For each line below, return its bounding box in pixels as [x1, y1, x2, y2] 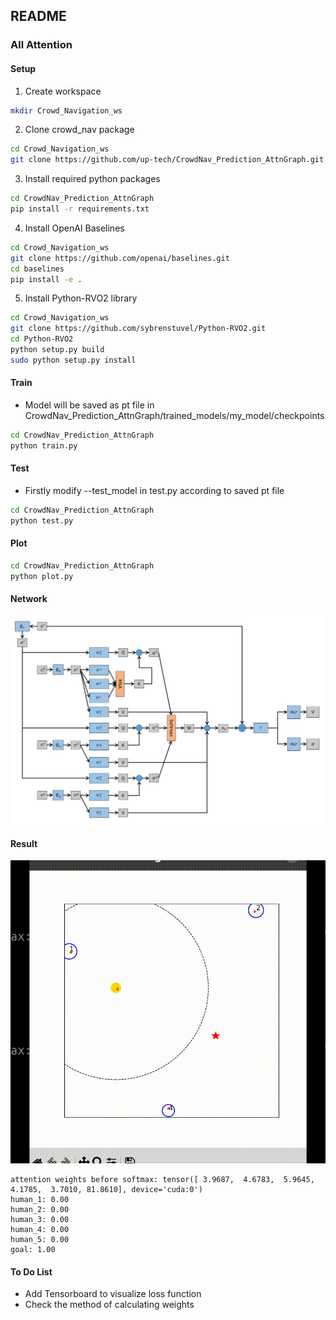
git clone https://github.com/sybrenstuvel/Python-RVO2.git [10, 324, 267, 334]
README [10, 8, 67, 25]
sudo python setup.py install [10, 355, 137, 365]
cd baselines [10, 264, 65, 274]
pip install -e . [10, 274, 83, 284]
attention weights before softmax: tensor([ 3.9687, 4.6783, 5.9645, [10, 1175, 315, 1185]
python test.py [10, 515, 74, 526]
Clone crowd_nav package [24, 124, 135, 136]
